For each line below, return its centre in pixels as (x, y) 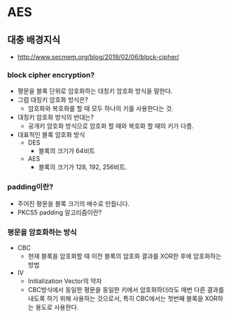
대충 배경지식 (34, 39)
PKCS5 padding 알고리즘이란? (59, 212)
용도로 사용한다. (57, 307)
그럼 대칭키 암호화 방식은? (53, 100)
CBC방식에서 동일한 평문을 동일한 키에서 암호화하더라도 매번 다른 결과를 (126, 289)
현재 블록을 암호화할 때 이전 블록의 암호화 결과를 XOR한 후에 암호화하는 (125, 256)
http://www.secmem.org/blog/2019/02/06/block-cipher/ (98, 57)
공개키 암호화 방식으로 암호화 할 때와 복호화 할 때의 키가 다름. (111, 126)
